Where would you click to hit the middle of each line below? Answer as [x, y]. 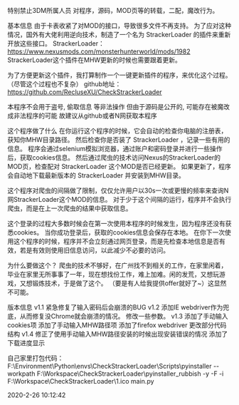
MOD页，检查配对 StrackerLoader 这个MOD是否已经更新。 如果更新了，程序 [119, 166]
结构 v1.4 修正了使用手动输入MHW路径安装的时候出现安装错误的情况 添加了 [118, 334]
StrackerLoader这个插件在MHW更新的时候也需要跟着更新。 [94, 60]
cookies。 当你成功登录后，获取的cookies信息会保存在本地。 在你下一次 [119, 232]
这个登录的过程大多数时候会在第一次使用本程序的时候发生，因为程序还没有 [116, 224]
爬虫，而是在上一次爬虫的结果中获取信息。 [70, 208]
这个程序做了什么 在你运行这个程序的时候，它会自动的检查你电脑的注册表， [117, 131]
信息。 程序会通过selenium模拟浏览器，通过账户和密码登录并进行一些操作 [115, 149]
